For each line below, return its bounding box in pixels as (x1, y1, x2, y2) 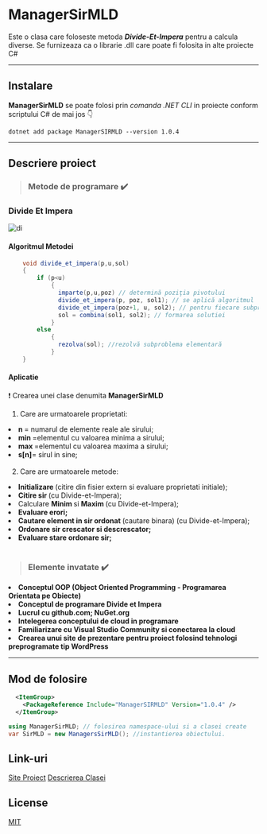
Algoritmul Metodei (8, 241, 74, 251)
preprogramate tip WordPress (8, 642, 109, 651)
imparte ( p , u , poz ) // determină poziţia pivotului (58, 289, 226, 297)
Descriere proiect (8, 157, 97, 170)
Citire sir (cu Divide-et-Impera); (18, 491, 122, 500)
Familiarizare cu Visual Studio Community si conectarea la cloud (18, 625, 236, 634)
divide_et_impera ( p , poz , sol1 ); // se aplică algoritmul (58, 296, 254, 304)
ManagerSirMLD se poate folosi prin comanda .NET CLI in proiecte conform (8, 100, 258, 110)
